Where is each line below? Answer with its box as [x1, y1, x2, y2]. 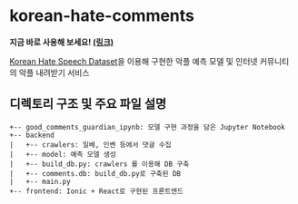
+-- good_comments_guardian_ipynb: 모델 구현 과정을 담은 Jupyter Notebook [9, 122, 286, 131]
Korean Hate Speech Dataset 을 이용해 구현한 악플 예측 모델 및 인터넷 [9, 55, 258, 66]
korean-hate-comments [9, 5, 195, 26]
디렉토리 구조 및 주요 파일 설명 [9, 96, 167, 112]
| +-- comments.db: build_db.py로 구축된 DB [9, 169, 182, 178]
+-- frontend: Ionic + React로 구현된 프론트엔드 [9, 187, 184, 196]
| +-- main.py [9, 177, 71, 186]
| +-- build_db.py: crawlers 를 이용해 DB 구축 [9, 160, 190, 169]
